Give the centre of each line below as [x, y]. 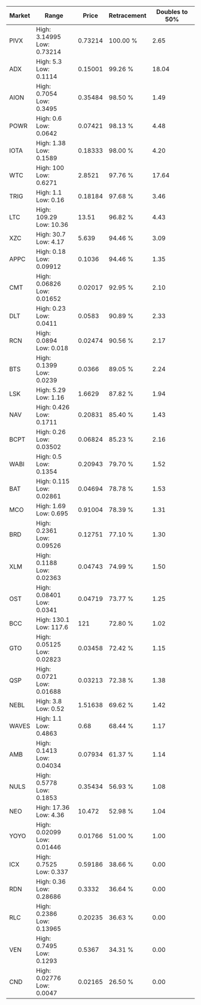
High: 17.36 [53, 807]
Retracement [127, 16]
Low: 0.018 [52, 348]
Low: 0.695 [52, 513]
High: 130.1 [53, 620]
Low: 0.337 [52, 872]
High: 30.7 [51, 234]
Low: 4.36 [50, 815]
